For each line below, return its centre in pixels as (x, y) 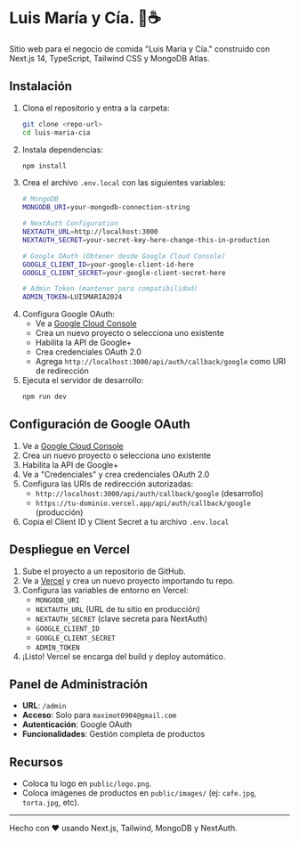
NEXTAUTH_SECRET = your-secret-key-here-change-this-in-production (145, 240)
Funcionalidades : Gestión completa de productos (113, 734)
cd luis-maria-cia (56, 132)
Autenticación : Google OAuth (77, 724)
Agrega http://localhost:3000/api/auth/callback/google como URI (161, 362)
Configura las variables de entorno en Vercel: (105, 590)
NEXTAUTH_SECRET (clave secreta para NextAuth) (121, 618)
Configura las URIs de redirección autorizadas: (108, 484)
